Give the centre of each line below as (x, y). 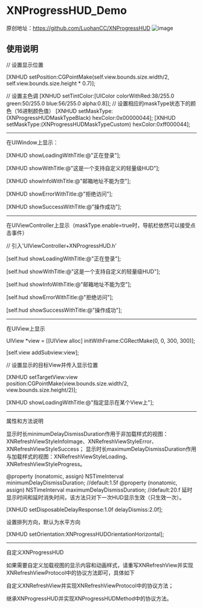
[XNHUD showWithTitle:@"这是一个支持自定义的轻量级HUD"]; (83, 168)
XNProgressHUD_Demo (66, 11)
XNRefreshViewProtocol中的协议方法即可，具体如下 (70, 572)
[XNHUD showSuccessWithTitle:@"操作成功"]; (64, 207)
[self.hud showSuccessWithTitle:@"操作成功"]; (64, 310)
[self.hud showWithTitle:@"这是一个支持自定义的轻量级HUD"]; (83, 271)
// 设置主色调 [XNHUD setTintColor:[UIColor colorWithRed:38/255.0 (90, 96)
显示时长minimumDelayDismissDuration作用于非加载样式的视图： (87, 434)
